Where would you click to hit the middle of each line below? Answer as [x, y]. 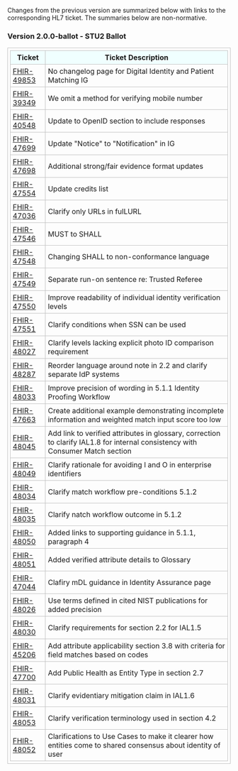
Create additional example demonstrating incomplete [136, 411]
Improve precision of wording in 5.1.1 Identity [124, 388]
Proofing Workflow [79, 397]
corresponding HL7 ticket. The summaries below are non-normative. [107, 18]
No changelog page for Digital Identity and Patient [131, 72]
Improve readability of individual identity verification [134, 297]
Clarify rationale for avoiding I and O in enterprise [130, 465]
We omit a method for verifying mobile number [125, 99]
